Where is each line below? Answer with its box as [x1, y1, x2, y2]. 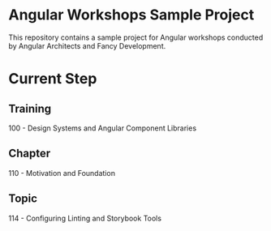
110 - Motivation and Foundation [8, 168, 116, 178]
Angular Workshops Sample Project [8, 6, 255, 24]
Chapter [8, 147, 51, 160]
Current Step [8, 70, 97, 88]
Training [8, 101, 52, 115]
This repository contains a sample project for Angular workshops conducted [8, 32, 264, 42]
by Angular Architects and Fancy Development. [8, 41, 166, 50]
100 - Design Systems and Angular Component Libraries [8, 123, 197, 133]
